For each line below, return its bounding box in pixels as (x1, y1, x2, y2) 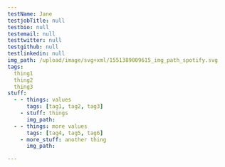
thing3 (14, 83, 33, 90)
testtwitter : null (7, 37, 62, 44)
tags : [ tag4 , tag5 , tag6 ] (26, 129, 103, 136)
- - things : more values (14, 122, 88, 130)
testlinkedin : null (7, 50, 66, 58)
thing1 (14, 70, 33, 77)
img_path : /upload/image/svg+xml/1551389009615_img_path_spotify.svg (7, 57, 219, 64)
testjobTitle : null (7, 17, 66, 24)
